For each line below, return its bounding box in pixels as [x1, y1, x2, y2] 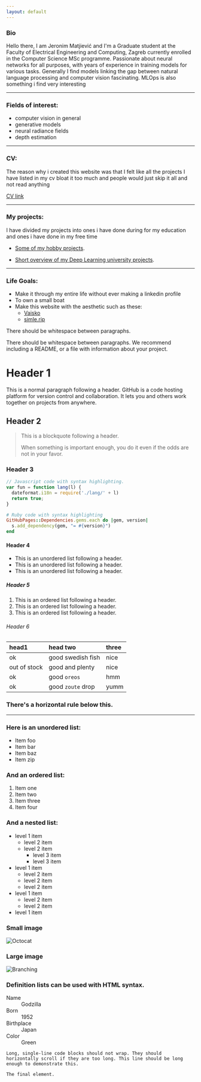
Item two [14, 791, 37, 798]
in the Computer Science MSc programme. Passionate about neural [6, 55, 172, 62]
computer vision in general [14, 114, 81, 122]
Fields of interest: [6, 101, 59, 109]
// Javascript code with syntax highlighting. [6, 479, 124, 485]
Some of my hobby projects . [14, 244, 85, 252]
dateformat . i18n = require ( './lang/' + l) [11, 490, 119, 496]
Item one [14, 785, 37, 792]
